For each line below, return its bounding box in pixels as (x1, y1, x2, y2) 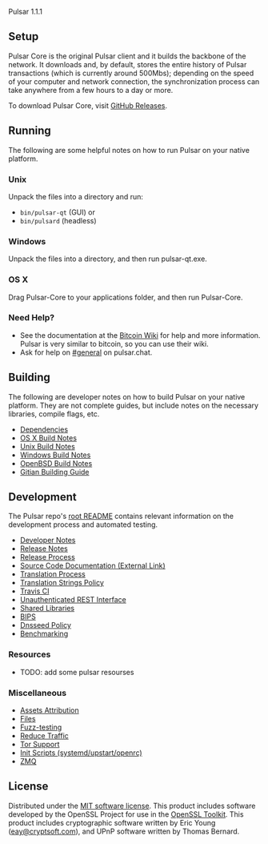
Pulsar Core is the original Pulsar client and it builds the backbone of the (8, 51, 246, 61)
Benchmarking (19, 629, 69, 639)
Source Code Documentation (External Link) (19, 561, 166, 571)
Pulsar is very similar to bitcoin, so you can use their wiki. (19, 339, 210, 348)
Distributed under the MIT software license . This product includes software (8, 801, 256, 810)
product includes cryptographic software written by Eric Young (8, 818, 216, 827)
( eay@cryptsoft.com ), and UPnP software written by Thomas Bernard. (8, 826, 240, 836)
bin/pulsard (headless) (19, 215, 98, 225)
